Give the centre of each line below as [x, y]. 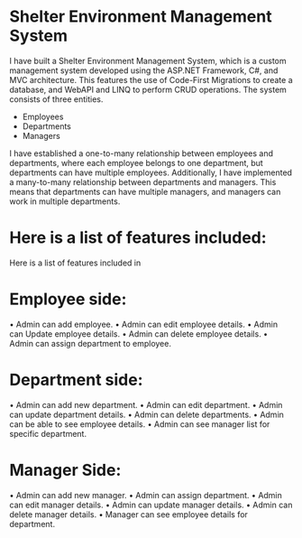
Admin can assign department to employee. [90, 343]
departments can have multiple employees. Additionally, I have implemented [151, 172]
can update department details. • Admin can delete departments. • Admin [146, 414]
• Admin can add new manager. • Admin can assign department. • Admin [146, 495]
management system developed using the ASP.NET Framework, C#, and [144, 70]
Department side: [76, 380]
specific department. [48, 433]
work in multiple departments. [65, 201]
